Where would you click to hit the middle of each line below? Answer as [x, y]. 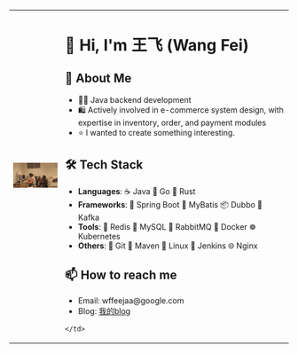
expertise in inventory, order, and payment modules [173, 122]
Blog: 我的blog [105, 311]
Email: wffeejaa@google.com [131, 301]
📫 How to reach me [121, 275]
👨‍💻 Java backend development [135, 99]
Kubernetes [100, 236]
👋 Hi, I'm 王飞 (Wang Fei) [157, 45]
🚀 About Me [98, 78]
